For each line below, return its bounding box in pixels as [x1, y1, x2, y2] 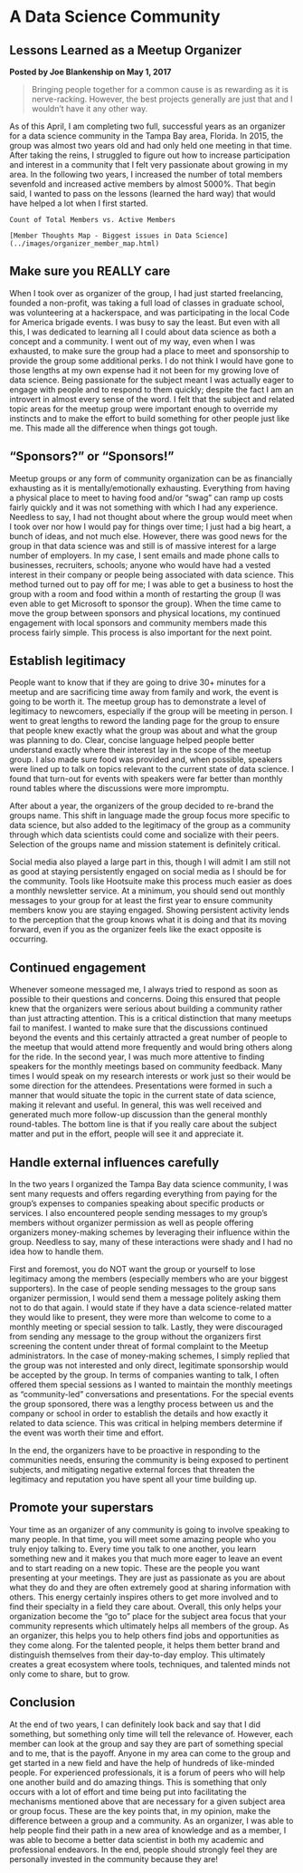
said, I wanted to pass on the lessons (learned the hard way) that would [9, 188, 276, 198]
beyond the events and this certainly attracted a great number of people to [9, 1032, 288, 1043]
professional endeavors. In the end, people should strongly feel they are [9, 1844, 278, 1855]
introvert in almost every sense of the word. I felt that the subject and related [9, 393, 296, 404]
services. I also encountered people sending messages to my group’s [9, 1208, 269, 1219]
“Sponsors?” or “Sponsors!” [9, 449, 175, 464]
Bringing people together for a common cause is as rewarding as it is [31, 84, 289, 94]
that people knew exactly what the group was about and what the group [9, 725, 278, 736]
